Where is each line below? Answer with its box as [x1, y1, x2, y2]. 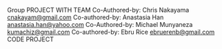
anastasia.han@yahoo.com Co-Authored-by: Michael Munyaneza [7, 21, 193, 28]
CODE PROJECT [7, 35, 54, 43]
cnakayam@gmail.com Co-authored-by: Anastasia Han [7, 13, 164, 21]
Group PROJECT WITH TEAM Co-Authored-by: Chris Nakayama [7, 6, 190, 14]
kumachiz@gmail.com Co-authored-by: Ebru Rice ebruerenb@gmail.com [7, 28, 215, 36]
